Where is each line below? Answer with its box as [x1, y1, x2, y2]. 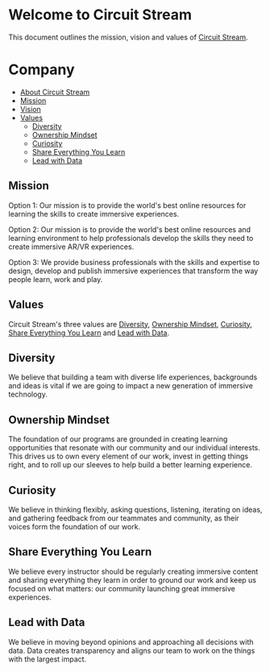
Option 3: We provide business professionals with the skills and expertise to [8, 257, 260, 267]
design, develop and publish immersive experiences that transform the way [8, 266, 259, 276]
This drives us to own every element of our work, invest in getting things [8, 451, 248, 461]
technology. [8, 389, 48, 400]
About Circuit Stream [19, 87, 90, 97]
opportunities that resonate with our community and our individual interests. [8, 443, 260, 453]
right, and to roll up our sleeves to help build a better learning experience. [8, 460, 252, 470]
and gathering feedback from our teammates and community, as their [8, 513, 239, 523]
